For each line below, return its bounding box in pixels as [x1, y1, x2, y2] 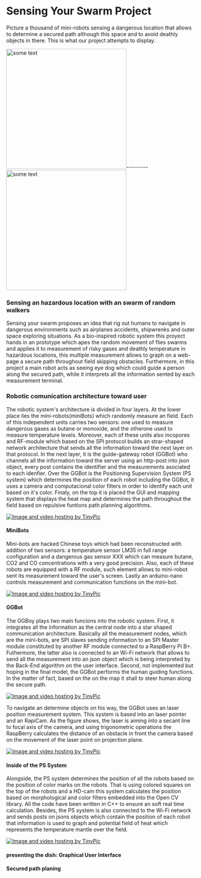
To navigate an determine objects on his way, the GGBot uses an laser [6, 704, 179, 711]
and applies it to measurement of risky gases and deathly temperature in [6, 345, 186, 353]
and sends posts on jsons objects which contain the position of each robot [6, 813, 191, 820]
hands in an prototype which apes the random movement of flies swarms [6, 339, 187, 346]
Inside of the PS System [6, 761, 67, 769]
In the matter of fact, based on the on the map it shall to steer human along [6, 674, 191, 682]
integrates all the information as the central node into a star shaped [6, 623, 172, 631]
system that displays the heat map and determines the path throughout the [6, 495, 191, 502]
